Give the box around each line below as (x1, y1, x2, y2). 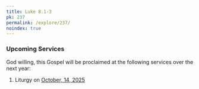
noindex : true (6, 25, 42, 31)
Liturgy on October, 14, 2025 (14, 76, 85, 83)
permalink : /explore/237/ (6, 20, 70, 26)
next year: (6, 65, 31, 72)
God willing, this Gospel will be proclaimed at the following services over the (6, 58, 194, 65)
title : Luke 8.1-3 (6, 8, 52, 15)
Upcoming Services (6, 45, 64, 53)
